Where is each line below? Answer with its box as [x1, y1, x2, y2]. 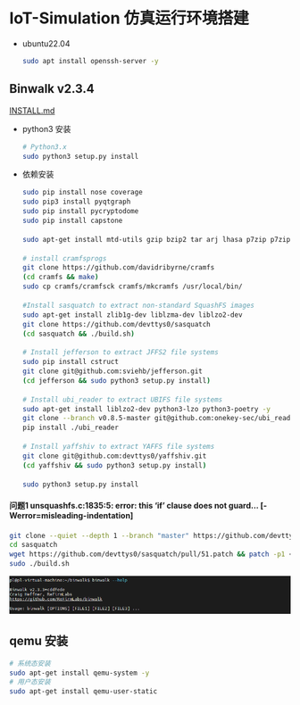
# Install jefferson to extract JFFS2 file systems [21, 348, 219, 357]
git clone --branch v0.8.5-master [21, 414, 151, 423]
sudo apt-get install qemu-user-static [9, 687, 158, 696]
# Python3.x [21, 142, 67, 152]
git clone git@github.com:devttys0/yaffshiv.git [21, 452, 207, 460]
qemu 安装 [9, 634, 69, 649]
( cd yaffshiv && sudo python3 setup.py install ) [21, 460, 207, 469]
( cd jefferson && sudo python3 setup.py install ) [21, 376, 212, 385]
